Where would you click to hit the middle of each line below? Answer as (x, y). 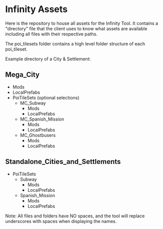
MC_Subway (33, 103)
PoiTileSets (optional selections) (46, 97)
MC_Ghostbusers (38, 135)
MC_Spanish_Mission (42, 119)
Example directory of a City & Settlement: (48, 59)
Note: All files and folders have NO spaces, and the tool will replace (75, 216)
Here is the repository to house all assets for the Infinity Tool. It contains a (82, 23)
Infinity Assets (36, 9)
